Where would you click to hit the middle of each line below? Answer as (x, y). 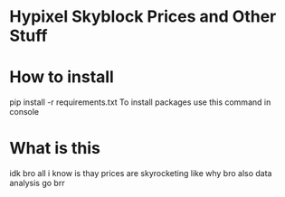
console (24, 112)
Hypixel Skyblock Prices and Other (143, 17)
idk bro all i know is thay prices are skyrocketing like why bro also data (141, 174)
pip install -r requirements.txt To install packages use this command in (140, 102)
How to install (62, 77)
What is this (55, 149)
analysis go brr (37, 183)
